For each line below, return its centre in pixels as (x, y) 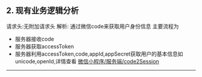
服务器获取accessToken (44, 46)
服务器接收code (34, 39)
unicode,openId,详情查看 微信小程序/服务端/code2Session (87, 61)
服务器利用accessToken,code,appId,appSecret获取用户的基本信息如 (99, 54)
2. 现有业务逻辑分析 (43, 11)
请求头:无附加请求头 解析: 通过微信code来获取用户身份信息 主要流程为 (93, 26)
